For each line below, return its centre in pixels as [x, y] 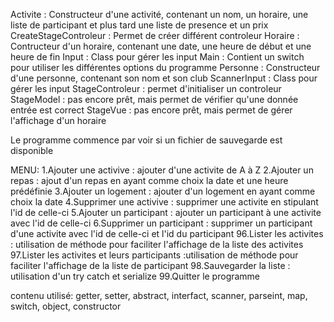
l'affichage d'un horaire [58, 120]
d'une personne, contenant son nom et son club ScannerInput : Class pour [164, 78]
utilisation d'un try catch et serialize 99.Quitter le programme [135, 276]
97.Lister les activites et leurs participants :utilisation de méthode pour [154, 255]
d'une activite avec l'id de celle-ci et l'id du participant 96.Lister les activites [167, 233]
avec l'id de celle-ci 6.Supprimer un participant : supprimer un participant [161, 223]
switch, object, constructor [66, 306]
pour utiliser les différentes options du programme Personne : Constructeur [165, 67]
